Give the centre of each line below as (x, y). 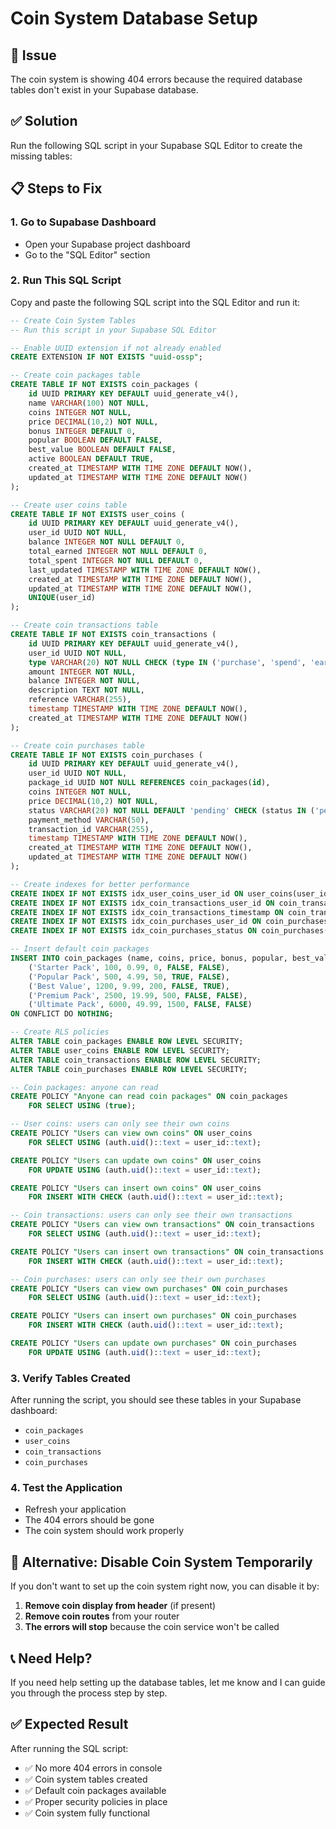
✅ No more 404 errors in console (93, 1768)
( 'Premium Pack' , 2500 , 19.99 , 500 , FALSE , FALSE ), (138, 995)
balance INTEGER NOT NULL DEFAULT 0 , (107, 542)
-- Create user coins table (69, 505)
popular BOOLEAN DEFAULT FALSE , (95, 440)
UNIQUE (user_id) (62, 598)
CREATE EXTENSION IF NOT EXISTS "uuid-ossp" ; (106, 357)
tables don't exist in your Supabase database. (104, 90)
